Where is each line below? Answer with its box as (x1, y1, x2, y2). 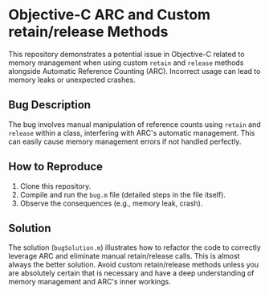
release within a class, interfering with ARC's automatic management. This (8, 128, 255, 137)
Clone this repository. (19, 181, 92, 190)
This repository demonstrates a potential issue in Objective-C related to (8, 49, 245, 59)
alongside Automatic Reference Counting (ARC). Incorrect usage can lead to (8, 66, 261, 76)
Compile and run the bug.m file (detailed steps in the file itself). (19, 190, 226, 199)
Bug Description (8, 98, 91, 112)
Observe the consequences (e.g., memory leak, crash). (19, 198, 203, 208)
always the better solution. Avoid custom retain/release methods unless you (8, 259, 259, 270)
